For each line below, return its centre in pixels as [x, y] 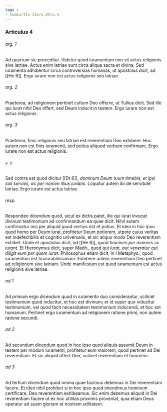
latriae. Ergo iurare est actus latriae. [42, 189]
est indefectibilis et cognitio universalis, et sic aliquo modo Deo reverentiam [83, 237]
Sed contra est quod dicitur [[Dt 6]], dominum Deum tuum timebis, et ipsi [80, 178]
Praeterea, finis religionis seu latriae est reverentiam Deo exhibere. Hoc [78, 141]
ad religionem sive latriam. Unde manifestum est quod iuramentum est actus [84, 264]
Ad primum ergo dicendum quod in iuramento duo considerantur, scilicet [80, 296]
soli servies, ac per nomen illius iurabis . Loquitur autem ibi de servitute [78, 183]
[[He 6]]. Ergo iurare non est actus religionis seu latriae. [62, 75]
